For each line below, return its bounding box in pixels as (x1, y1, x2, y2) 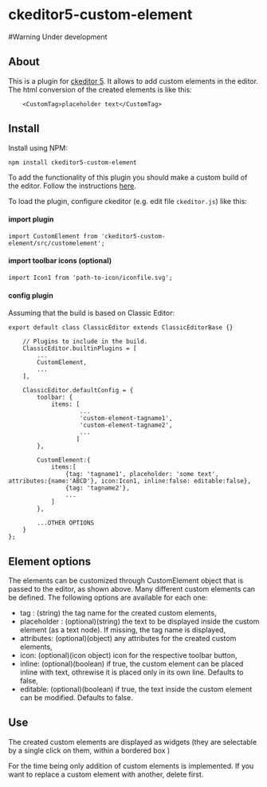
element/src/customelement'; (8, 239, 105, 247)
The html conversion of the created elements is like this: (8, 85, 193, 94)
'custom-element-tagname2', (79, 421, 173, 430)
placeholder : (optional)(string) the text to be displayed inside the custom (19, 616, 260, 626)
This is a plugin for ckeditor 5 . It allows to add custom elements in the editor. (8, 76, 259, 85)
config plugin (8, 290, 53, 300)
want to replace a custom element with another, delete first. (8, 769, 204, 779)
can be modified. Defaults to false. (19, 692, 133, 702)
